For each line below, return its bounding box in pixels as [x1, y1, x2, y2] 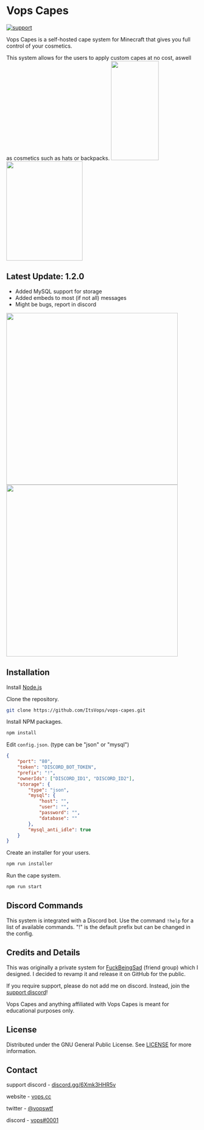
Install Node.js [6, 683, 43, 691]
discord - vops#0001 [6, 1117, 59, 1124]
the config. [6, 930, 33, 937]
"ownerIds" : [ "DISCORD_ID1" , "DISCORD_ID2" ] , [17, 775, 135, 782]
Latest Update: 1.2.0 [6, 271, 85, 282]
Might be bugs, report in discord [15, 301, 96, 308]
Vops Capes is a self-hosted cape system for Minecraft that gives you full [6, 35, 191, 43]
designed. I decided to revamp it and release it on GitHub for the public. [6, 970, 186, 977]
